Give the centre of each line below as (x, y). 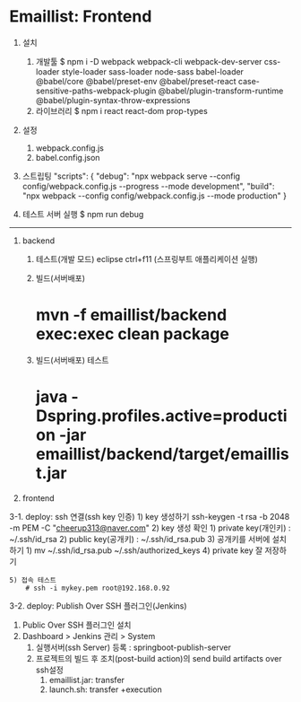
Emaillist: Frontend (81, 17)
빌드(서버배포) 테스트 (72, 360)
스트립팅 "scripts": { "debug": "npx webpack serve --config (131, 176)
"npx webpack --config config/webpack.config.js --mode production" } (154, 196)
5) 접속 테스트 (33, 580)
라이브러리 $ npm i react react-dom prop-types (121, 110)
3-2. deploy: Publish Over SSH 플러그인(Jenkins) (98, 605)
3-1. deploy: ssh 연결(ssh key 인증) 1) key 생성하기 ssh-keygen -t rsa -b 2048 (150, 516)
